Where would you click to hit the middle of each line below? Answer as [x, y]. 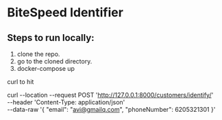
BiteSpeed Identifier [65, 13]
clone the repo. [38, 54]
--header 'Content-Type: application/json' [66, 102]
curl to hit [21, 82]
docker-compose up [46, 69]
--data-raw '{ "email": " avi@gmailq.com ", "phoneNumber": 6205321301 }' [111, 109]
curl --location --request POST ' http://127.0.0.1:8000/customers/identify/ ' [110, 95]
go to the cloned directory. [54, 61]
